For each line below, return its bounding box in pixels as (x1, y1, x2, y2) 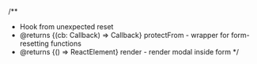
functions (50, 39, 81, 48)
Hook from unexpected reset (19, 22, 114, 31)
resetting (19, 39, 49, 48)
